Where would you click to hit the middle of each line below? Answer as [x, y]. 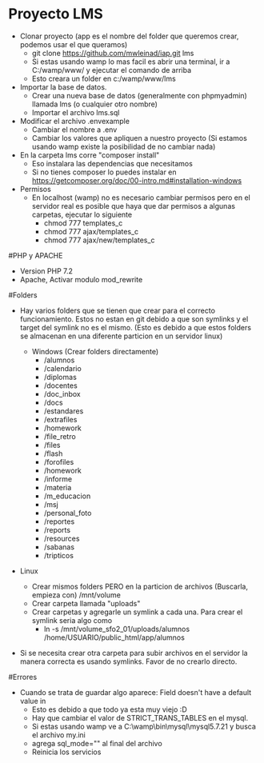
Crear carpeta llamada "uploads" [86, 603]
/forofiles [59, 461]
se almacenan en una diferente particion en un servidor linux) [121, 336]
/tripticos [59, 555]
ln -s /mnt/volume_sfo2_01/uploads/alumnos [117, 629]
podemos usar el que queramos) [74, 44]
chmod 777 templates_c [83, 223]
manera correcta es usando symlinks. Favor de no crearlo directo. [128, 661]
